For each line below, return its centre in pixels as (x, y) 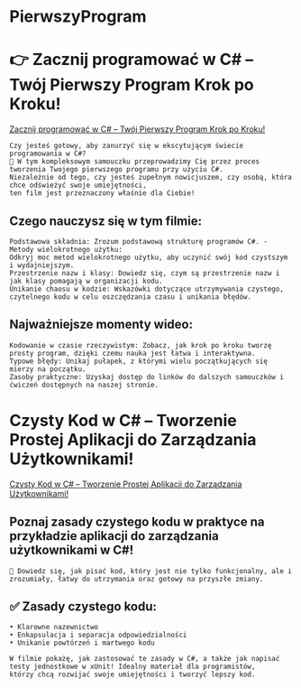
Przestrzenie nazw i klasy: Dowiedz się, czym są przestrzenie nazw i (145, 273)
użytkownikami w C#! (72, 550)
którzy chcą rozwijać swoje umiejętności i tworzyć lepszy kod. (132, 674)
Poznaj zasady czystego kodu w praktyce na (137, 522)
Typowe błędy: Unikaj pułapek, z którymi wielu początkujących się (139, 361)
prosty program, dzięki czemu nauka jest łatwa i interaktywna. (132, 353)
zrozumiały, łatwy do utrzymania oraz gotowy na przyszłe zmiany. (137, 579)
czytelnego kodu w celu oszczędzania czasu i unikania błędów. (131, 297)
